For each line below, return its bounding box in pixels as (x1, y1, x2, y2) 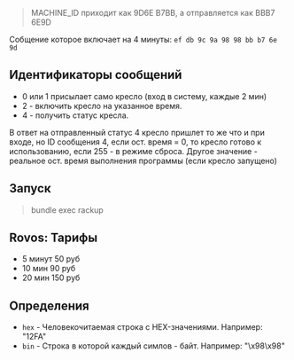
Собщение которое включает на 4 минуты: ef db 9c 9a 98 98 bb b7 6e (9, 35, 277, 44)
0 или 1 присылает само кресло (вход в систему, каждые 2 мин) (21, 90, 267, 101)
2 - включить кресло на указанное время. (21, 100, 182, 111)
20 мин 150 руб (21, 272, 81, 283)
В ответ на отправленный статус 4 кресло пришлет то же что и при (9, 127, 266, 137)
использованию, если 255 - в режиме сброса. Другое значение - (9, 145, 259, 156)
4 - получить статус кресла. (21, 110, 129, 121)
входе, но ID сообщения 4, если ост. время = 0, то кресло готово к (9, 137, 262, 147)
